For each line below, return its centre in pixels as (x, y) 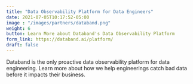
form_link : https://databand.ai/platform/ (60, 39)
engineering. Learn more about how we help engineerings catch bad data (96, 68)
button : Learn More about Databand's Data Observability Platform (91, 34)
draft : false (22, 45)
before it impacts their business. (46, 74)
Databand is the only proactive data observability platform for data (88, 62)
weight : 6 (19, 28)
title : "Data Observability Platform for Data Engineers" (80, 12)
